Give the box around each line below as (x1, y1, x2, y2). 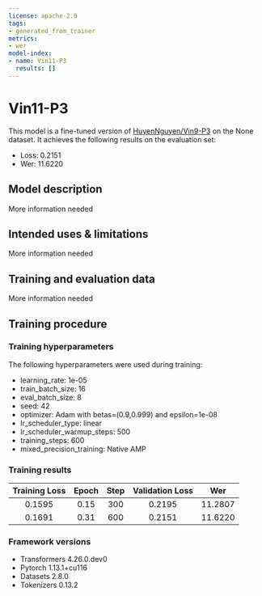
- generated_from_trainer (8, 27, 95, 35)
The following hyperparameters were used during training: (8, 359, 203, 369)
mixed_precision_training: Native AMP (19, 444, 147, 454)
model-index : (8, 49, 53, 57)
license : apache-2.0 (8, 11, 78, 20)
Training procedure (8, 317, 108, 331)
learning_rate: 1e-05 (19, 375, 87, 385)
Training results (8, 464, 72, 476)
